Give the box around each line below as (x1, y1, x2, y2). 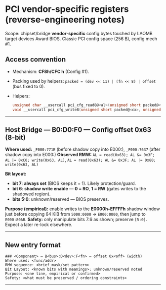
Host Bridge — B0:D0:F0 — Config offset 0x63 (5, 125, 152, 134)
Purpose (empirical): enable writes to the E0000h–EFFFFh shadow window (5, 206, 160, 212)
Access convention (5, 56, 66, 64)
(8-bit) (5, 133, 26, 142)
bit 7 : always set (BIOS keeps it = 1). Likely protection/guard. (12, 180, 136, 186)
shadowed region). (12, 191, 51, 197)
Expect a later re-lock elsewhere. (5, 222, 73, 228)
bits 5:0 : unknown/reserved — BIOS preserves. (12, 196, 109, 202)
